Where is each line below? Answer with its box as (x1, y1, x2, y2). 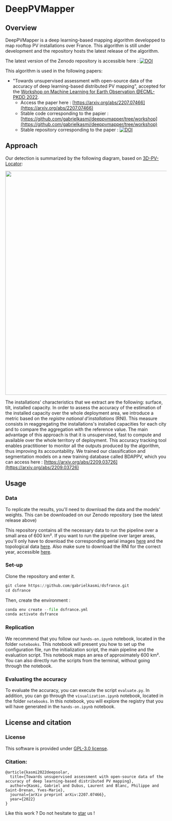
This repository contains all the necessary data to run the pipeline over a (5, 527, 158, 533)
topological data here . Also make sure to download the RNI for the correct (5, 543, 161, 550)
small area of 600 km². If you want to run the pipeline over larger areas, (5, 532, 156, 538)
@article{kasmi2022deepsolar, (5, 769, 70, 775)
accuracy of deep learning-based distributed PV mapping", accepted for (12, 83, 166, 89)
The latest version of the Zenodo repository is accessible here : (5, 58, 139, 64)
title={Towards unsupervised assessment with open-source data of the (10, 774, 164, 779)
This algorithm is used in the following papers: (5, 68, 103, 74)
